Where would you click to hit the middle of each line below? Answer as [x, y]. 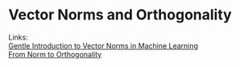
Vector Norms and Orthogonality [120, 15]
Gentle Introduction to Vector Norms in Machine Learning [103, 45]
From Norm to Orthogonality [55, 54]
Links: [18, 37]
